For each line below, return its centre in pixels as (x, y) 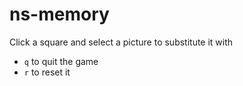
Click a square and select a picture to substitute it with (121, 42)
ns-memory (59, 14)
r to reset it (47, 72)
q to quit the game (61, 61)
